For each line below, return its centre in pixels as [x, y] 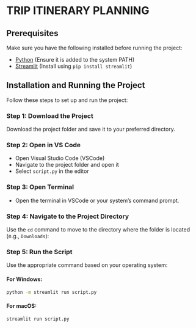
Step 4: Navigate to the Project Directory [68, 216]
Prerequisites [32, 33]
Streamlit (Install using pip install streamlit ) [74, 66]
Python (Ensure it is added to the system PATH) [75, 60]
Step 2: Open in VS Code [44, 145]
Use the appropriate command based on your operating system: [87, 265]
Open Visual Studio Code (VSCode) [60, 158]
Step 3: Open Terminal [40, 187]
